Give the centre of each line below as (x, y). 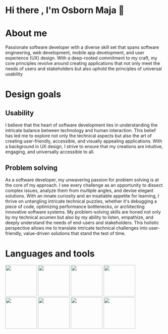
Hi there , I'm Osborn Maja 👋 (65, 10)
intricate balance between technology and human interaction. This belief (81, 130)
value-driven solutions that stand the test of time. (75, 233)
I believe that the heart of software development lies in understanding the (81, 125)
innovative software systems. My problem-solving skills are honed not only (83, 212)
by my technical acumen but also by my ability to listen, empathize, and (79, 217)
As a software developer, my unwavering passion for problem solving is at (82, 180)
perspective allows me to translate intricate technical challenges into (76, 228)
